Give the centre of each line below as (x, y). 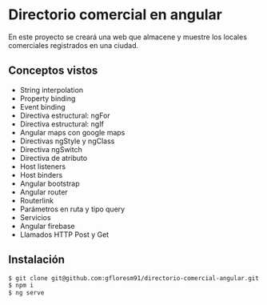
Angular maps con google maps (72, 132)
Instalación (37, 260)
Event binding (42, 106)
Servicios (35, 217)
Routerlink (37, 200)
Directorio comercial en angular (115, 15)
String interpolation (52, 90)
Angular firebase (47, 226)
